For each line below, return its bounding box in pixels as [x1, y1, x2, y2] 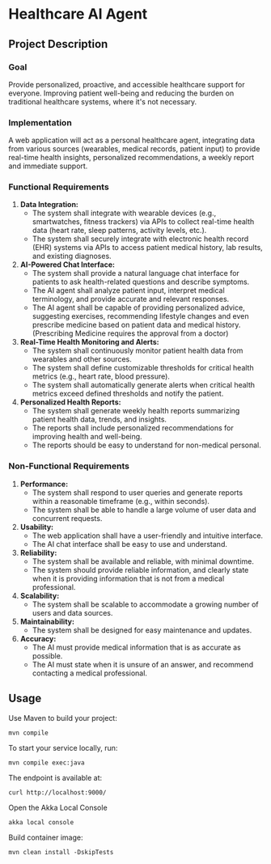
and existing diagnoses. [32, 252, 112, 261]
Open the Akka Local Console [8, 803, 108, 812]
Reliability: [19, 548, 57, 557]
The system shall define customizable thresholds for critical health [32, 363, 254, 373]
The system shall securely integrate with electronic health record [32, 234, 249, 244]
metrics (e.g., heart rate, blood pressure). [32, 371, 170, 381]
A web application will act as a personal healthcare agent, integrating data [8, 135, 256, 146]
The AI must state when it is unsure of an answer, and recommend [32, 659, 253, 669]
